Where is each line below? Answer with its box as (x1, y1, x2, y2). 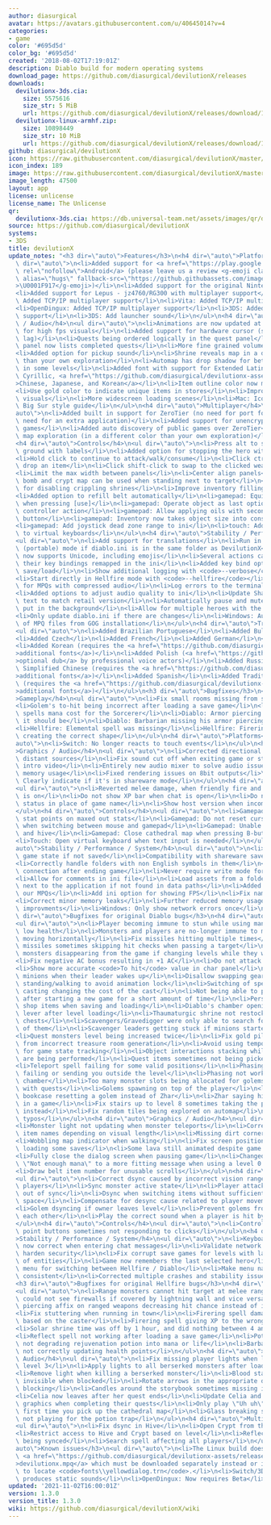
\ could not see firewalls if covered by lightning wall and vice (15, 1294, 244, 1303)
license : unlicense (8, 191, 74, 200)
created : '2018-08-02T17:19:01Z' (8, 57, 121, 65)
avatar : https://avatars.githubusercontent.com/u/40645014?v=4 (8, 19, 226, 27)
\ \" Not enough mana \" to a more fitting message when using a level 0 (15, 1159, 262, 1168)
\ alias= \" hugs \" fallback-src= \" (15, 274, 131, 282)
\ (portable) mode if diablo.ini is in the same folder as (15, 545, 219, 553)
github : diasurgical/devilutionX (8, 147, 121, 155)
